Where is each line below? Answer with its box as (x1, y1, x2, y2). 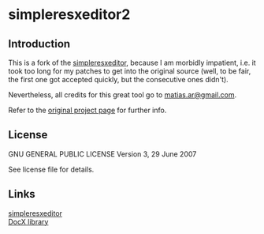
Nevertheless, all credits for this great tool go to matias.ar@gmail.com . (8, 90, 237, 100)
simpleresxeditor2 (8, 6, 131, 24)
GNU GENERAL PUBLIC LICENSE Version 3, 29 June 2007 (8, 149, 197, 159)
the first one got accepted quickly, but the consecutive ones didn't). (8, 75, 229, 84)
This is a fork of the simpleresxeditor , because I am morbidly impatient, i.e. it (8, 58, 256, 67)
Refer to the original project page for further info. (8, 105, 167, 115)
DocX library (8, 217, 49, 226)
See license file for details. (8, 164, 95, 174)
